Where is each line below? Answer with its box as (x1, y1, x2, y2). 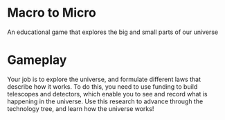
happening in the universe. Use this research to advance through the (7, 97, 204, 105)
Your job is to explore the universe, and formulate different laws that (7, 75, 201, 83)
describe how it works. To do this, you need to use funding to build (7, 82, 198, 91)
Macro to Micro (7, 5, 97, 21)
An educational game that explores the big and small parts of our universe (7, 28, 219, 36)
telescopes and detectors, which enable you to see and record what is (7, 89, 208, 98)
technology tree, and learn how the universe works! (7, 104, 154, 112)
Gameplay (7, 52, 67, 68)
